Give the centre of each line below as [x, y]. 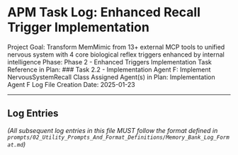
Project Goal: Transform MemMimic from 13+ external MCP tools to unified [116, 47]
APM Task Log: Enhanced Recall [104, 12]
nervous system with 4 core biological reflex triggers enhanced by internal [116, 54]
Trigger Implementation [79, 27]
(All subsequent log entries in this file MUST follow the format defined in [113, 130]
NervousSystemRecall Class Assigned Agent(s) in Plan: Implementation [112, 77]
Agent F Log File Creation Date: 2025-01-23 [72, 84]
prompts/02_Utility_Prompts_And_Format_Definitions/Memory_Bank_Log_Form [119, 137]
